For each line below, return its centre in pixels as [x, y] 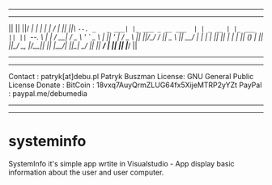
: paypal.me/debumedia [48, 93]
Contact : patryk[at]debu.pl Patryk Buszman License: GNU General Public [131, 76]
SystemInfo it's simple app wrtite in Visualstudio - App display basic [121, 163]
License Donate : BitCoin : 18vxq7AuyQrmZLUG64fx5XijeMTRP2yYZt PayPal [135, 85]
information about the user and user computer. [86, 172]
